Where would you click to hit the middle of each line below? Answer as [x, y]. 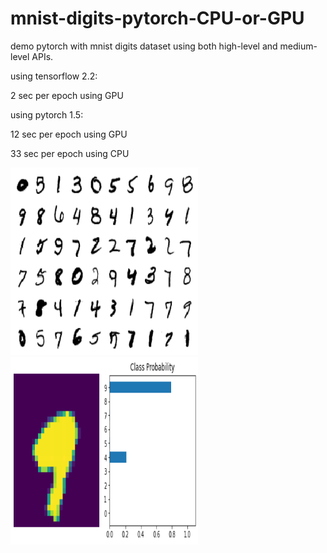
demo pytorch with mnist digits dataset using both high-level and [144, 46]
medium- [298, 46]
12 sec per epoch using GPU [69, 134]
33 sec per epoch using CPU [70, 153]
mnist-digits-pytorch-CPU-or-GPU [157, 18]
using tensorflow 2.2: [54, 76]
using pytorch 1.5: [47, 114]
